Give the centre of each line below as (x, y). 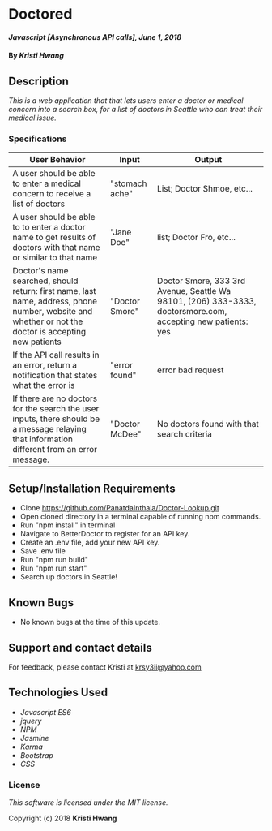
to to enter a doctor (49, 227)
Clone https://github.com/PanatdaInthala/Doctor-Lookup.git (120, 508)
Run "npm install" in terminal (68, 525)
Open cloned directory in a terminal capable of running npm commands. (140, 517)
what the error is (44, 385)
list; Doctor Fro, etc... (196, 238)
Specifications (38, 139)
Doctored (40, 14)
